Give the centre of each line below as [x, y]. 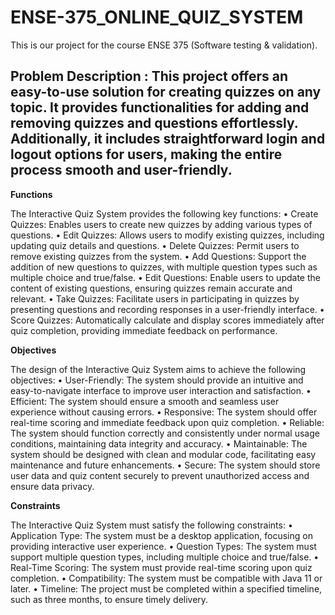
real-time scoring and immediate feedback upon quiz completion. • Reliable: [167, 422]
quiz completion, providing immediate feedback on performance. [144, 330]
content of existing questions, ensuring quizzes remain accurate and [151, 288]
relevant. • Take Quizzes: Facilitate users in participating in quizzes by [155, 298]
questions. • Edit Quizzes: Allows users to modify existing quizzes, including [167, 235]
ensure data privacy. [52, 486]
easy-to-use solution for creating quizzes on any [166, 92]
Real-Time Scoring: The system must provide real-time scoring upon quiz [161, 567]
